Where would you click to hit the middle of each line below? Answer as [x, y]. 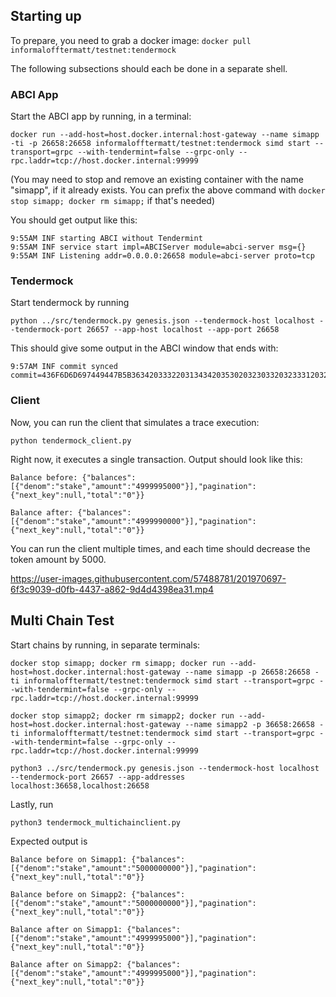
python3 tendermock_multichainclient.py [96, 822]
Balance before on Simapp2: [69, 894]
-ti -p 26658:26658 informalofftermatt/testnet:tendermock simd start [160, 144]
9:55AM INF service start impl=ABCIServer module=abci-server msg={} [158, 247]
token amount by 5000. [58, 559]
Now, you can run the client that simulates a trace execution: [135, 422]
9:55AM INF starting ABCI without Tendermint [106, 239]
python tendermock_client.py [71, 440]
